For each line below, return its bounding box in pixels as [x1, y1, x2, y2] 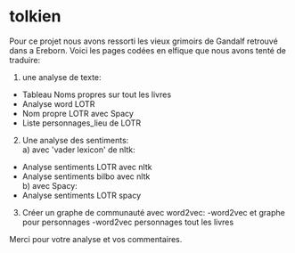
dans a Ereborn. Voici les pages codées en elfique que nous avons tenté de [9, 45, 287, 55]
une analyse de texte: [21, 71, 102, 82]
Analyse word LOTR [21, 98, 95, 109]
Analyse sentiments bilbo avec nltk [21, 171, 151, 182]
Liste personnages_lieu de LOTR [21, 118, 141, 128]
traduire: [9, 54, 41, 65]
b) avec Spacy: [21, 180, 78, 191]
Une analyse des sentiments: [21, 135, 129, 145]
